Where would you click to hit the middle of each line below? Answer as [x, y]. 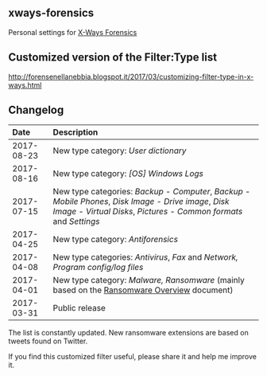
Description [75, 132]
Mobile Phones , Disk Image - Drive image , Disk [141, 202]
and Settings [76, 221]
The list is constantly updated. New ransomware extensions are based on [128, 333]
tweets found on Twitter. [48, 341]
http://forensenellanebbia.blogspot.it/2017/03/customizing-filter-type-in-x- [131, 76]
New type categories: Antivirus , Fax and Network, [145, 257]
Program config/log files [98, 268]
